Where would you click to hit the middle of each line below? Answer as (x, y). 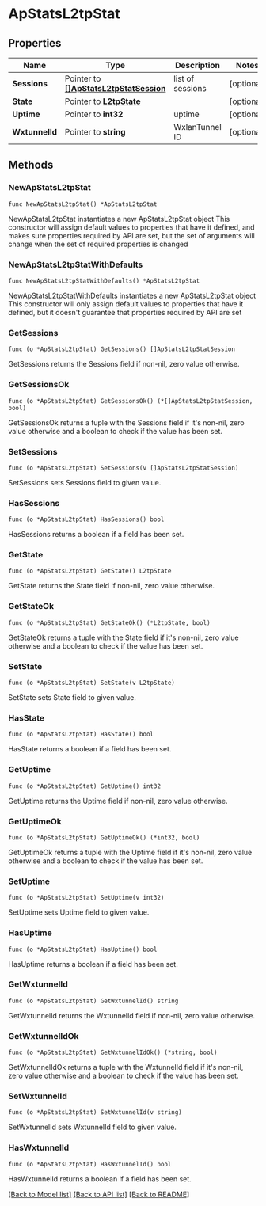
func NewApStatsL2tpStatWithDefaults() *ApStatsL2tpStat (104, 281)
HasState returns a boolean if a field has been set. (90, 749)
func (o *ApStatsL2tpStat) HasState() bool (81, 734)
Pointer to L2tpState (103, 101)
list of (184, 78)
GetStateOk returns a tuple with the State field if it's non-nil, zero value (123, 637)
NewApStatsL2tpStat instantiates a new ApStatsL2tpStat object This (119, 219)
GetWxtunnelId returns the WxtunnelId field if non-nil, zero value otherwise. (132, 1015)
